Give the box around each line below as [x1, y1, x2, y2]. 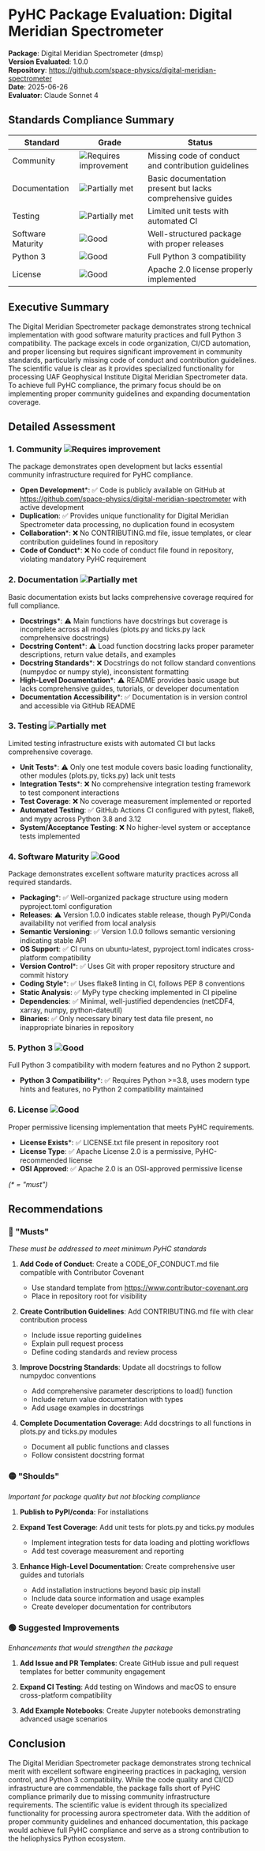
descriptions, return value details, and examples [19, 650, 176, 659]
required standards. [8, 877, 73, 887]
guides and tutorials [19, 1570, 84, 1579]
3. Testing [8, 721, 47, 732]
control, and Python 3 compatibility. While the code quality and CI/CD [8, 1774, 234, 1784]
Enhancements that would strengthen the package [8, 1643, 174, 1653]
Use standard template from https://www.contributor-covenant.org [31, 1283, 248, 1293]
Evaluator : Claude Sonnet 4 [8, 90, 99, 100]
